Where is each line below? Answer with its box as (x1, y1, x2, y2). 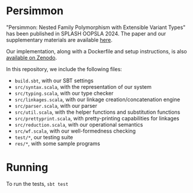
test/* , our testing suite (14, 133, 74, 140)
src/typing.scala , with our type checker (14, 89, 114, 96)
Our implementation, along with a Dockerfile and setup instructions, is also (6, 47, 187, 54)
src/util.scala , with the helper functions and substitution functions (14, 108, 181, 115)
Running (6, 161, 48, 174)
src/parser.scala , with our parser (14, 102, 97, 109)
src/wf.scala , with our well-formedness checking (14, 127, 136, 134)
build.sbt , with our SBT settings (14, 77, 94, 84)
